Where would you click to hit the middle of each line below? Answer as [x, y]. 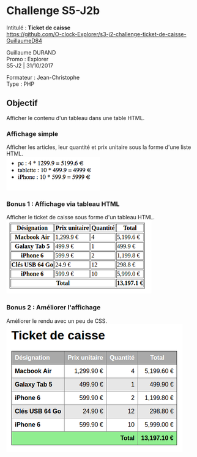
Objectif [22, 103]
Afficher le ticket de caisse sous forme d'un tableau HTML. [80, 217]
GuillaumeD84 [24, 40]
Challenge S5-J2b [53, 11]
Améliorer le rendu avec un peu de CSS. [57, 321]
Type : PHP [20, 84]
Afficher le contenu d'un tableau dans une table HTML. [76, 118]
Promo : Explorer [28, 59]
